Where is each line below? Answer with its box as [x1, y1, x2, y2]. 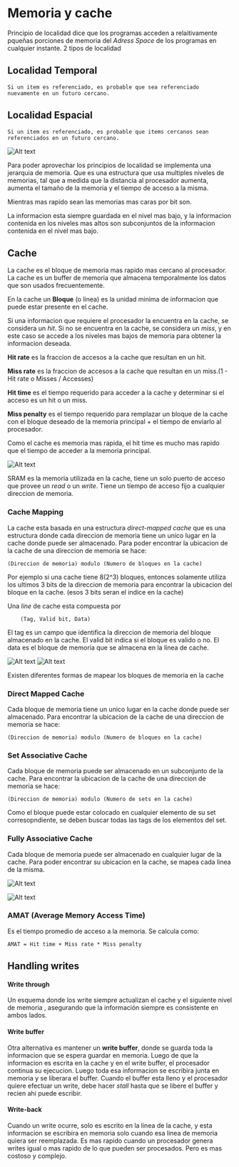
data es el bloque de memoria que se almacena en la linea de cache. [7, 643, 209, 652]
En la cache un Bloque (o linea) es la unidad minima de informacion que [7, 295, 219, 304]
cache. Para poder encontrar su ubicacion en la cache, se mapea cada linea [7, 858, 231, 866]
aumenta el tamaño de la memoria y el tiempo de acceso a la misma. [7, 184, 209, 192]
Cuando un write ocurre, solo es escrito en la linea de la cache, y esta [7, 1121, 213, 1130]
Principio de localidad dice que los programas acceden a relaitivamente [7, 29, 218, 37]
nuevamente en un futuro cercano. [7, 89, 111, 97]
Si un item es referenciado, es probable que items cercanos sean [7, 128, 209, 135]
